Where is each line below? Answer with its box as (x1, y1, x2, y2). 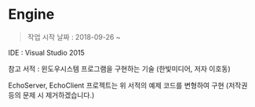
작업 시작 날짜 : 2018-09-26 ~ (27, 32, 121, 41)
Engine (8, 5, 55, 23)
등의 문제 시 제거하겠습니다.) (8, 90, 95, 99)
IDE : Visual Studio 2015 (8, 48, 85, 57)
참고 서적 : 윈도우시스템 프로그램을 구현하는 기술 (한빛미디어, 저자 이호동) (8, 64, 231, 73)
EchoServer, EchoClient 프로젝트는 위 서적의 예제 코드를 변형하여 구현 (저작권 (8, 80, 248, 90)
